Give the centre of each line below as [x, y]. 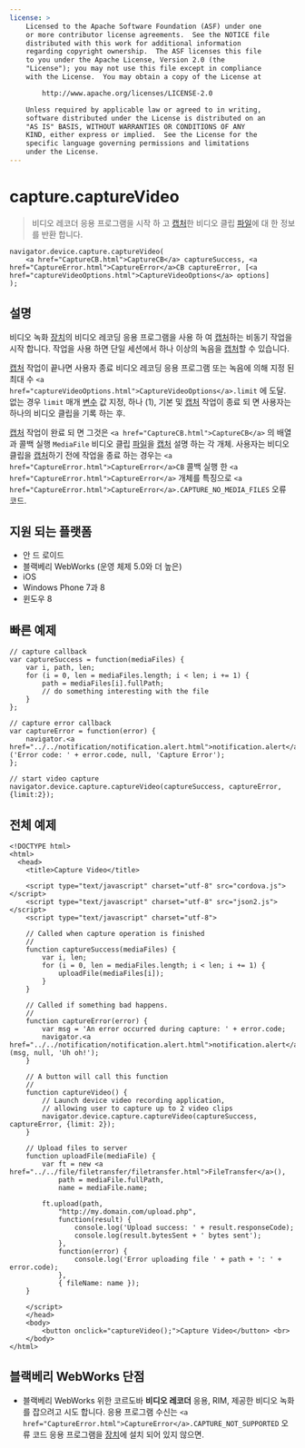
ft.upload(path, [73, 1204]
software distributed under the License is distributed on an [146, 118]
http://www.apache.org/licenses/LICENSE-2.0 [128, 93]
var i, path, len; [60, 668]
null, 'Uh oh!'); [66, 1053]
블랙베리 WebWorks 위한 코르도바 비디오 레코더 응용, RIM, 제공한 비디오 [150, 1400]
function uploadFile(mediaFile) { [91, 1157]
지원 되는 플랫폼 [51, 532]
